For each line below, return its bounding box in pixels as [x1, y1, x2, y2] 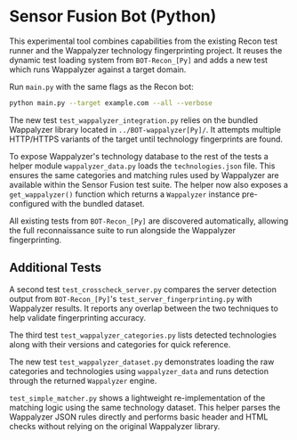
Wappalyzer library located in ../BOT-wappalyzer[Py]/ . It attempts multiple [9, 124, 282, 134]
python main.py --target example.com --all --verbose [9, 98, 213, 108]
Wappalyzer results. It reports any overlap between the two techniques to [9, 303, 278, 314]
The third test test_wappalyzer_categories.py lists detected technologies [9, 330, 277, 340]
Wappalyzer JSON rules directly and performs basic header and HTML [9, 411, 269, 422]
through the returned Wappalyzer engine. [9, 375, 157, 386]
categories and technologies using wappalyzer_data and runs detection [9, 365, 269, 376]
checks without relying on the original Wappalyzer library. [9, 420, 221, 431]
